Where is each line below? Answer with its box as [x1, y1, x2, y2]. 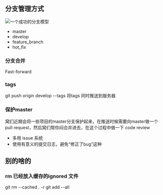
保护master [5, 106, 33, 113]
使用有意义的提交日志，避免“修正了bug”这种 [12, 141, 102, 147]
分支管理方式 [5, 4, 44, 13]
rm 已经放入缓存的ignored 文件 [5, 173, 79, 180]
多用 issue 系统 [12, 135, 43, 141]
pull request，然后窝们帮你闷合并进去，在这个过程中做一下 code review [5, 124, 150, 130]
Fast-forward [5, 69, 32, 75]
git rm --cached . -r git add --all [5, 184, 70, 190]
